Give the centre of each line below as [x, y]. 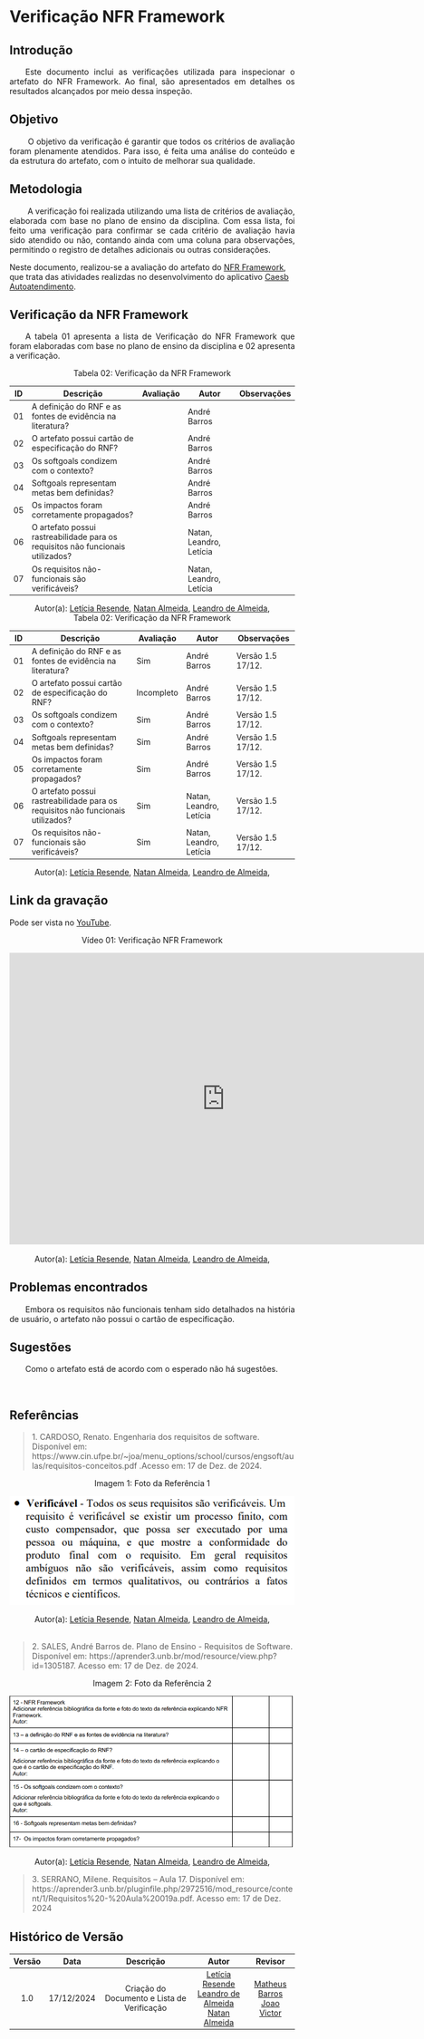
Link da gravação [59, 900]
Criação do [146, 1989]
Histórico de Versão [67, 1937]
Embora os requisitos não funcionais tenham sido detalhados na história [160, 1309]
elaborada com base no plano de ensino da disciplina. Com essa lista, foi [152, 220]
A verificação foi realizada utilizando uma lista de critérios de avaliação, [161, 211]
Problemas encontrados [78, 1287]
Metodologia [46, 189]
